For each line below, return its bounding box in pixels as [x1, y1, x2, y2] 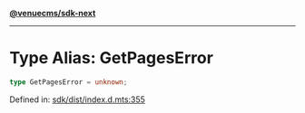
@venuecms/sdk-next [9, 8, 96, 18]
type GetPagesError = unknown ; [9, 77, 128, 87]
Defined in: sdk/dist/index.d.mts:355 [9, 94, 145, 105]
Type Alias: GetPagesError [9, 48, 213, 69]
